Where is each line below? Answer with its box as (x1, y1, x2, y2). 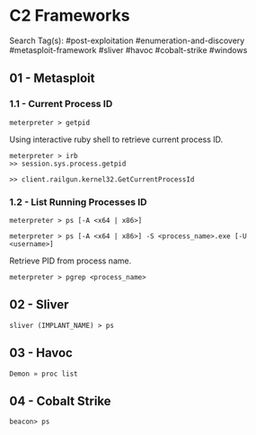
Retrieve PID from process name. (9, 255, 132, 266)
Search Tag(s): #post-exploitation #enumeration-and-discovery (9, 35, 245, 46)
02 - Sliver (9, 297, 69, 313)
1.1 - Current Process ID (9, 98, 113, 111)
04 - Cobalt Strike (9, 393, 111, 409)
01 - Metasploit (9, 71, 95, 86)
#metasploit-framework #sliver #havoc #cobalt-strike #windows (9, 44, 248, 55)
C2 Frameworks (9, 5, 130, 26)
